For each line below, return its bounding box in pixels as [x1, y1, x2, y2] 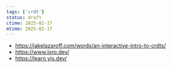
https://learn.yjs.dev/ [14, 55, 67, 62]
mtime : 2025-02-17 [6, 25, 53, 32]
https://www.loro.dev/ [14, 49, 69, 56]
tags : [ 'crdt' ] [6, 8, 45, 15]
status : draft [6, 14, 42, 20]
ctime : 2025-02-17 [6, 20, 53, 26]
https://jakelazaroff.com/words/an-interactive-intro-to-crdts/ [14, 42, 167, 49]
